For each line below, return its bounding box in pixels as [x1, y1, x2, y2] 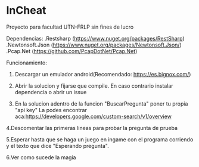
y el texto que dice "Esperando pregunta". [6, 142, 109, 149]
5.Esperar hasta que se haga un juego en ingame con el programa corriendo [6, 135, 194, 143]
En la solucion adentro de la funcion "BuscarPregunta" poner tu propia [14, 100, 188, 107]
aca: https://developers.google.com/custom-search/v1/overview [14, 113, 172, 120]
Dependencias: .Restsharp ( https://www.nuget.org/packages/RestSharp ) [6, 35, 185, 42]
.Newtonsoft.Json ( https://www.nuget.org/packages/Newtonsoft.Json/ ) [6, 41, 182, 48]
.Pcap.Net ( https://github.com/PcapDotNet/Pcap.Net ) [6, 47, 138, 54]
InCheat [6, 4, 46, 17]
